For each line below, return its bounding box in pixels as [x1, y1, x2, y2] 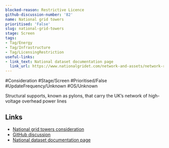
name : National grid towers [5, 17, 64, 22]
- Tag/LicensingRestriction [5, 50, 64, 55]
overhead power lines [22, 98, 67, 104]
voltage [5, 98, 21, 104]
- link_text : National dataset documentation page [5, 59, 114, 64]
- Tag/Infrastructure [5, 45, 51, 50]
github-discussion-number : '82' [5, 12, 73, 17]
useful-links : [5, 54, 35, 60]
